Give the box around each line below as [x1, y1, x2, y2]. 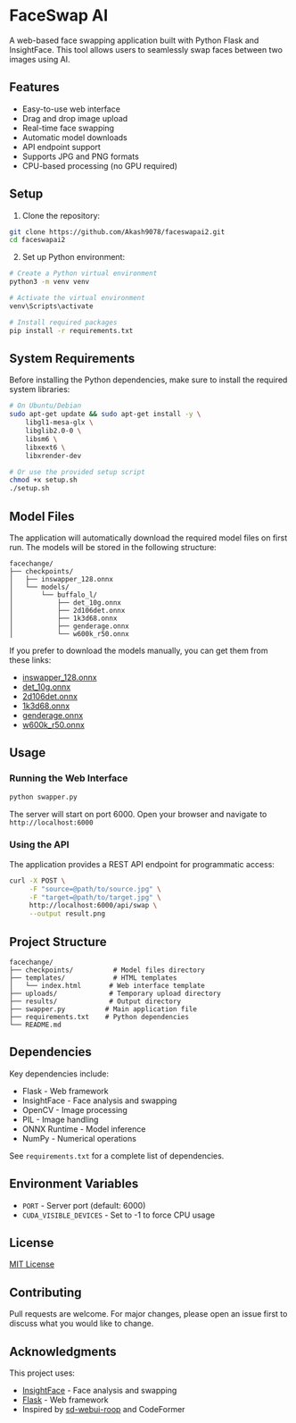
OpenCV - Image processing [21, 1104, 127, 1115]
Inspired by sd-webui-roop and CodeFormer [21, 1404, 185, 1415]
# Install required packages [9, 318, 118, 327]
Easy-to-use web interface [21, 104, 120, 114]
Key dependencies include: [9, 1068, 110, 1079]
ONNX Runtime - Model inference [21, 1123, 146, 1134]
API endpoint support [21, 141, 101, 152]
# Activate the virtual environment [9, 294, 145, 303]
